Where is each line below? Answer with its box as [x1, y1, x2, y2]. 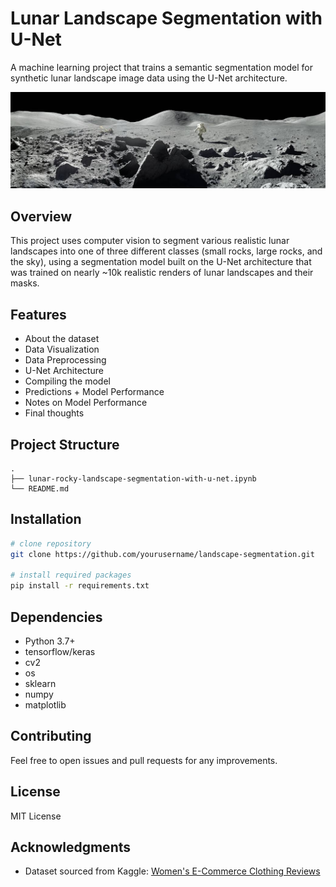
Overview [10, 208, 73, 225]
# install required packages [10, 570, 132, 581]
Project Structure [10, 436, 120, 453]
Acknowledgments [10, 838, 132, 856]
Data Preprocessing [24, 354, 107, 366]
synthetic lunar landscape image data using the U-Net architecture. [10, 72, 288, 84]
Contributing [10, 728, 92, 745]
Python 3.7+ [24, 635, 76, 647]
